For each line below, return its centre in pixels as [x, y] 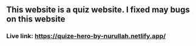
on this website [36, 19]
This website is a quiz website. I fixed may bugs [98, 10]
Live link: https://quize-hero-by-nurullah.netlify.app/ [86, 36]
